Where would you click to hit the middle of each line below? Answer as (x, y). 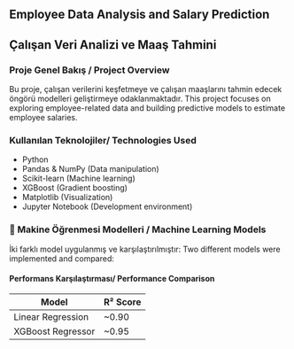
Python (35, 159)
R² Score (122, 302)
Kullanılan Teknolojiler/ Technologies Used (103, 140)
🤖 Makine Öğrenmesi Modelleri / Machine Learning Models (138, 229)
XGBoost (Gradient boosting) (75, 188)
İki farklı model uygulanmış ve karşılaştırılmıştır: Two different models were (145, 249)
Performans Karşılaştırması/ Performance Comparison (112, 279)
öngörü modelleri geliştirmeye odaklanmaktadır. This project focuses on (140, 99)
